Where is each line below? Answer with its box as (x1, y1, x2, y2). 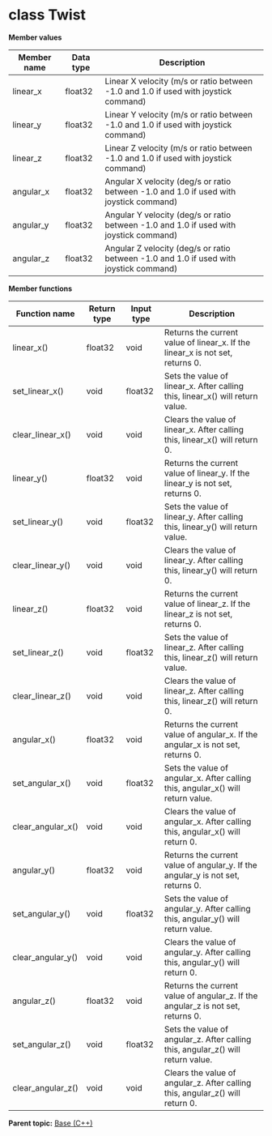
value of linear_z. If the (164, 598, 251, 609)
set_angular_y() (12, 908, 71, 919)
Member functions (8, 284, 73, 293)
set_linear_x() (12, 385, 65, 396)
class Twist (8, 6, 87, 24)
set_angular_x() (12, 777, 71, 788)
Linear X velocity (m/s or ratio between (104, 75, 253, 87)
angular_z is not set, (164, 1000, 240, 1011)
